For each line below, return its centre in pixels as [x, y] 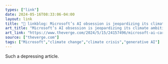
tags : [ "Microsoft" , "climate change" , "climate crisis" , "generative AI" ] [82, 42]
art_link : [15, 33]
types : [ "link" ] [22, 10]
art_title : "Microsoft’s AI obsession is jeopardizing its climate [77, 28]
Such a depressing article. [32, 56]
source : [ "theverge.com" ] [32, 38]
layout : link [19, 19]
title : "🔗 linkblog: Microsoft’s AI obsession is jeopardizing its [77, 24]
